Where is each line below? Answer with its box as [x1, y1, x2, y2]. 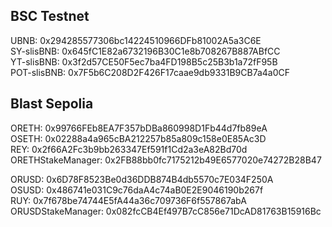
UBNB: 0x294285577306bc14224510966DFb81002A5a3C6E [10, 34, 262, 46]
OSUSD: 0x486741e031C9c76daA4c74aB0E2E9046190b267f [10, 184, 264, 196]
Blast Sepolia [10, 95, 94, 113]
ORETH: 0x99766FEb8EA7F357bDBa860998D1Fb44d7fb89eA [10, 122, 268, 134]
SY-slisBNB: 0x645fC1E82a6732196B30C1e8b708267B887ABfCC [10, 45, 281, 57]
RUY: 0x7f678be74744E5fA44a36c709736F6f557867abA [10, 194, 247, 206]
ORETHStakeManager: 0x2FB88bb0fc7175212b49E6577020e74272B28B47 [10, 154, 322, 166]
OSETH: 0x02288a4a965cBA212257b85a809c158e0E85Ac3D [10, 132, 267, 144]
